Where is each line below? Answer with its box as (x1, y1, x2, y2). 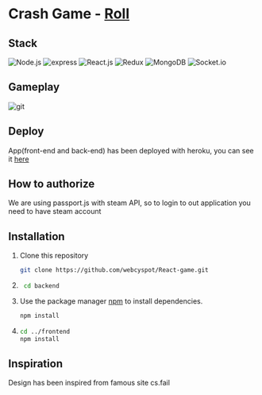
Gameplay (8, 80, 60, 94)
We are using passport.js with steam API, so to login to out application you (8, 198, 252, 207)
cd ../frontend (19, 327, 71, 335)
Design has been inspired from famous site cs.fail (8, 378, 171, 388)
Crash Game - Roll (8, 5, 129, 23)
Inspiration (8, 357, 64, 370)
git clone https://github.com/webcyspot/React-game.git (19, 266, 209, 274)
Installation (8, 230, 65, 243)
